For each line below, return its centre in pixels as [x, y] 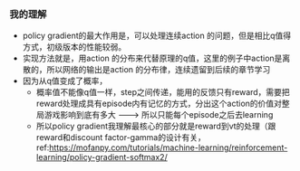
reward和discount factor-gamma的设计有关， [121, 138]
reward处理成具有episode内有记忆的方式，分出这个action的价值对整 [163, 104]
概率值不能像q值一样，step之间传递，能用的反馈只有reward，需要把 [163, 92]
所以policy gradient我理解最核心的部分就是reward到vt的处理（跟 [156, 126]
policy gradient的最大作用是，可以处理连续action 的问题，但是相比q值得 [157, 36]
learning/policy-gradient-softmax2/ [102, 157]
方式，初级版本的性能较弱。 [74, 47]
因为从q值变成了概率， [65, 81]
